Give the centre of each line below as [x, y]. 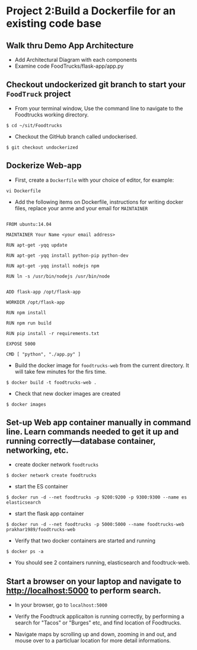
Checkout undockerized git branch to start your [96, 85]
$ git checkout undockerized [42, 147]
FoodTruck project [39, 94]
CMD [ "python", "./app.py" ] [44, 354]
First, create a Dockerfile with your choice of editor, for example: [94, 180]
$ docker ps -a [25, 552]
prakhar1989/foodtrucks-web [41, 530]
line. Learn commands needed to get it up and [93, 432]
